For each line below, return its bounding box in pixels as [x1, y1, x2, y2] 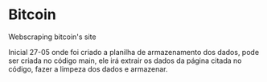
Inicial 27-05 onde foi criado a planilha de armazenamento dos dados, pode [8, 47, 260, 57]
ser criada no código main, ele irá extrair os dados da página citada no [8, 56, 242, 65]
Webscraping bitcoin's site [8, 32, 97, 41]
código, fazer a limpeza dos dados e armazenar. [8, 64, 168, 73]
